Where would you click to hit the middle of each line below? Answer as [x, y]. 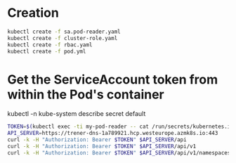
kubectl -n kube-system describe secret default [77, 114]
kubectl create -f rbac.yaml [50, 45]
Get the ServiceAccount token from [113, 79]
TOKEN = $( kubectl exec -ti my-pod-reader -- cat [78, 127]
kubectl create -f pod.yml [47, 51]
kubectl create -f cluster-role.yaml [63, 38]
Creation [33, 13]
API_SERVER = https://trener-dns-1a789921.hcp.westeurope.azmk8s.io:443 [113, 133]
